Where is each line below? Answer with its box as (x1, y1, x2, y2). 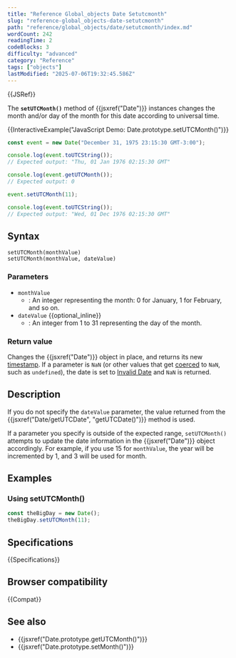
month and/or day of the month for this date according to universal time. (7, 111, 220, 120)
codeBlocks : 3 (7, 44, 50, 51)
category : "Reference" (7, 57, 75, 64)
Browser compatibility (7, 576, 108, 588)
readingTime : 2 (7, 37, 53, 44)
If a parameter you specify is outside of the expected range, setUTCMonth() (7, 429, 227, 437)
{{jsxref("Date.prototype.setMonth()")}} (17, 642, 134, 651)
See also (7, 616, 46, 628)
